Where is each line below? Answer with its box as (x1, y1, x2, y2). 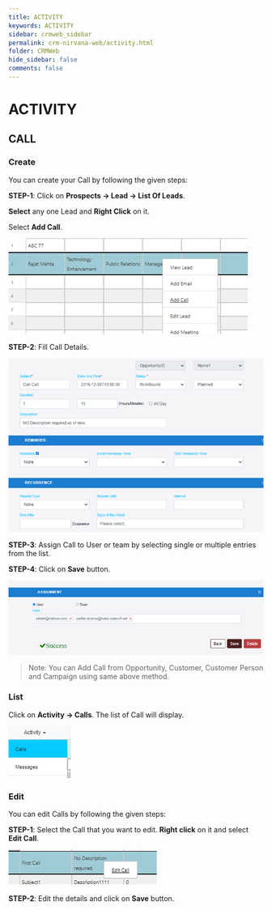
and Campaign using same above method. (28, 671, 170, 681)
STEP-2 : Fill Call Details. (8, 342, 89, 351)
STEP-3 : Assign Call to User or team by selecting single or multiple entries (8, 539, 257, 550)
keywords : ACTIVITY (8, 21, 74, 30)
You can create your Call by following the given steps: (8, 175, 188, 185)
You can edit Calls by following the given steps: (8, 810, 166, 819)
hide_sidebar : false (8, 56, 79, 64)
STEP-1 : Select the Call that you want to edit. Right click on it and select (8, 825, 249, 835)
